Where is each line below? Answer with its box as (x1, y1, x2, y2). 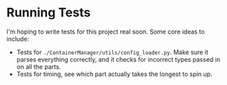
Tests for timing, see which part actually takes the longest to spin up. (16, 70, 213, 78)
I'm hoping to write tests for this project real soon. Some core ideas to (6, 27, 205, 36)
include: (6, 34, 30, 42)
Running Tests (6, 5, 91, 21)
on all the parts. (16, 62, 61, 71)
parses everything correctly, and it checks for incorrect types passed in (16, 55, 221, 63)
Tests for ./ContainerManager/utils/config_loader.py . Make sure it (16, 48, 208, 56)
